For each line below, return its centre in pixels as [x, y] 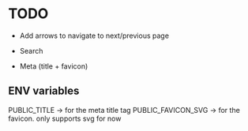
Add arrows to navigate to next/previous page [94, 36]
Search [31, 51]
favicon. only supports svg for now [65, 118]
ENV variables [44, 91]
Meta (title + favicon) [54, 66]
